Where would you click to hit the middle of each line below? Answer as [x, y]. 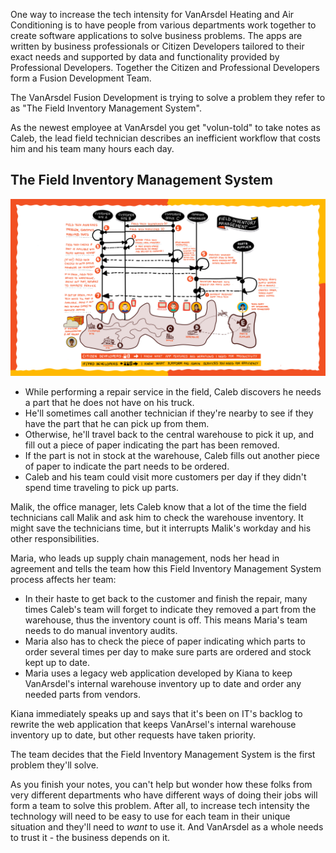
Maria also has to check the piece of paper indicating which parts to [165, 641]
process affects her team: [63, 580]
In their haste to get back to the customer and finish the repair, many [166, 599]
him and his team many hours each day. [92, 148]
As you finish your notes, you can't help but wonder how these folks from [161, 785]
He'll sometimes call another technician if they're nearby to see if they [169, 413]
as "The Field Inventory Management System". [106, 108]
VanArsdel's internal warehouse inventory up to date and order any [163, 684]
